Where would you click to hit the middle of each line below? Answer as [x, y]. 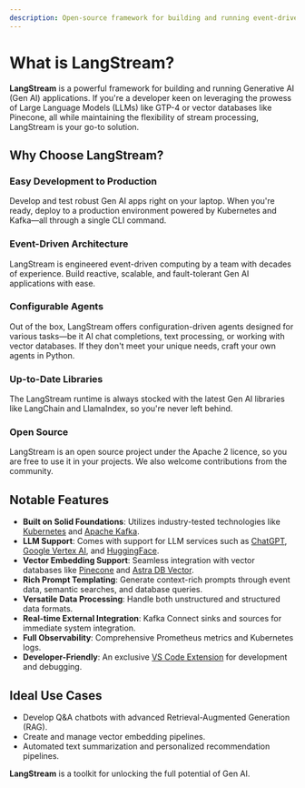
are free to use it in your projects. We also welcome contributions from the [148, 461]
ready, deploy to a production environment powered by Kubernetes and [143, 211]
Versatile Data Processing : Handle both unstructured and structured [152, 599]
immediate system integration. [79, 628]
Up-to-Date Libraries [56, 379]
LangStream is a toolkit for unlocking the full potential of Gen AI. [130, 773]
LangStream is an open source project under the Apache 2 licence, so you [148, 452]
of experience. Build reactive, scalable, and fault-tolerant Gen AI [129, 273]
